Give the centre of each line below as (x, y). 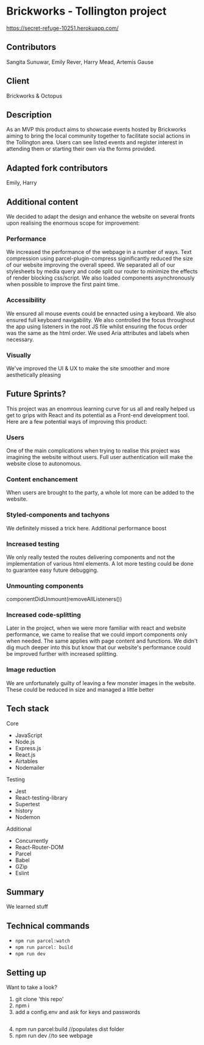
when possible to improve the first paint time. (63, 284)
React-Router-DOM (39, 847)
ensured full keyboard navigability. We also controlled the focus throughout (100, 320)
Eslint (22, 873)
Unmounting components (45, 586)
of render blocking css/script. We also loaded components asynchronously (100, 278)
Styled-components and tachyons (58, 515)
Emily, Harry (22, 183)
